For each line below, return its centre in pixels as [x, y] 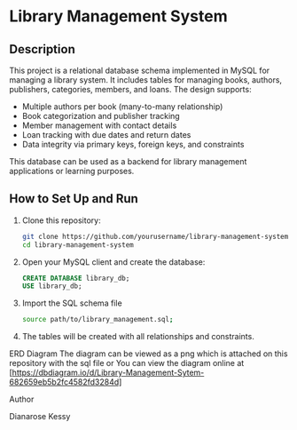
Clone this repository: [61, 220]
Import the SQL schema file [72, 303]
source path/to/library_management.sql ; [98, 320]
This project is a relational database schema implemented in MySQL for [140, 70]
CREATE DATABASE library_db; [76, 278]
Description [42, 49]
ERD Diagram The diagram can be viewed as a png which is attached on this [148, 354]
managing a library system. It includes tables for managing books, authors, [145, 80]
